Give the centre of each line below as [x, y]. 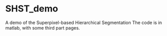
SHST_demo [32, 9]
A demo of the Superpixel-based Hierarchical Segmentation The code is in [84, 22]
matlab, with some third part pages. [43, 27]
